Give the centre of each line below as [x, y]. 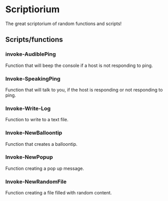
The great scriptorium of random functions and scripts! [63, 24]
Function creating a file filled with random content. [59, 193]
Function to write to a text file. [37, 120]
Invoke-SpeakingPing [33, 79]
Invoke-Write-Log [28, 108]
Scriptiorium [33, 9]
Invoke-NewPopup [29, 157]
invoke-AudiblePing [31, 54]
